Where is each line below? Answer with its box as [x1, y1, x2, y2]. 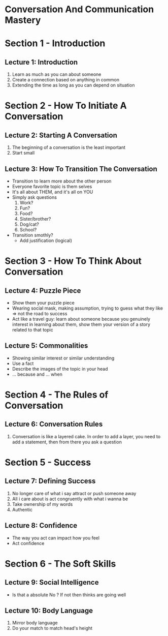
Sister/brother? [19, 216, 51, 222]
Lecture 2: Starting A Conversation [5, 131, 117, 139]
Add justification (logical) [19, 237, 72, 244]
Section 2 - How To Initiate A [5, 100, 127, 111]
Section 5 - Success [5, 457, 91, 468]
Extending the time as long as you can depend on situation [12, 82, 135, 88]
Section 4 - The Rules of [5, 389, 109, 400]
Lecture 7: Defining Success [5, 477, 96, 486]
